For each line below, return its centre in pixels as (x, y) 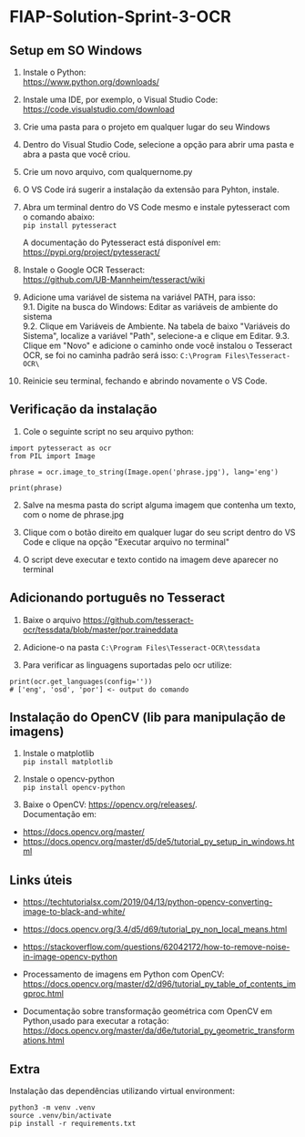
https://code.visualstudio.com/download (98, 109)
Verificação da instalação (83, 410)
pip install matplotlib (68, 763)
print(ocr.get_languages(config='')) (81, 681)
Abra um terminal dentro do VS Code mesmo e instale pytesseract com (156, 207)
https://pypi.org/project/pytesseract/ (91, 252)
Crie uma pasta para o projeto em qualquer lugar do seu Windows (146, 127)
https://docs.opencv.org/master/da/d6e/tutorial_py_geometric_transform (158, 1030)
